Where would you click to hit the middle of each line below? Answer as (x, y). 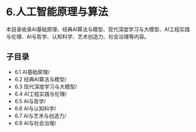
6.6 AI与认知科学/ (35, 108)
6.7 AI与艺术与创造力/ (40, 116)
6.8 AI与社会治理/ (35, 123)
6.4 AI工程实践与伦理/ (41, 93)
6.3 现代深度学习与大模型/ (46, 86)
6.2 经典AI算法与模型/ (40, 79)
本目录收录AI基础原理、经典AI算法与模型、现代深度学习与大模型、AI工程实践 (98, 29)
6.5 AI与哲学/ (30, 101)
